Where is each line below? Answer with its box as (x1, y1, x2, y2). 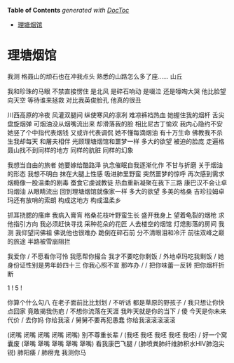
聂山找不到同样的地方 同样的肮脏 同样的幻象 (7, 145, 134, 154)
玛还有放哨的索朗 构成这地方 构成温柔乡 (7, 196, 121, 204)
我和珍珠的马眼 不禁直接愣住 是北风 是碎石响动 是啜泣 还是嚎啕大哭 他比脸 (7, 87, 221, 95)
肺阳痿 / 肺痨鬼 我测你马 (17, 348, 86, 357)
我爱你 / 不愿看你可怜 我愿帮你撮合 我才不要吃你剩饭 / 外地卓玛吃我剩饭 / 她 (7, 252, 224, 260)
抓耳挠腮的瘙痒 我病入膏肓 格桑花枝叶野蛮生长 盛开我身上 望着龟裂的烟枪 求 (7, 211, 225, 219)
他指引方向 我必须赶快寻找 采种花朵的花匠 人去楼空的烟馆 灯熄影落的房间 (7, 219, 217, 227)
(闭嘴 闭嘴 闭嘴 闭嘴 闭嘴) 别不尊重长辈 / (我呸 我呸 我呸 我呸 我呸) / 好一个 (7, 330, 221, 339)
